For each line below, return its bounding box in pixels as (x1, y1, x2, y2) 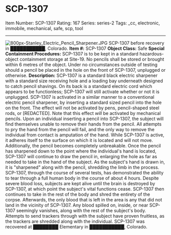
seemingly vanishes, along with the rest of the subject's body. (16, 207, 147, 214)
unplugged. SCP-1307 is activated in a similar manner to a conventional (5, 94, 154, 100)
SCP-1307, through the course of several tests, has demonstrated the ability (5, 169, 164, 175)
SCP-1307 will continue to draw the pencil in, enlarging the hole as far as (5, 153, 157, 159)
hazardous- (139, 50, 164, 56)
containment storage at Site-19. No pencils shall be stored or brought (19, 56, 164, 62)
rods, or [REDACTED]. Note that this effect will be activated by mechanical (5, 110, 161, 116)
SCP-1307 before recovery (108, 40, 164, 46)
